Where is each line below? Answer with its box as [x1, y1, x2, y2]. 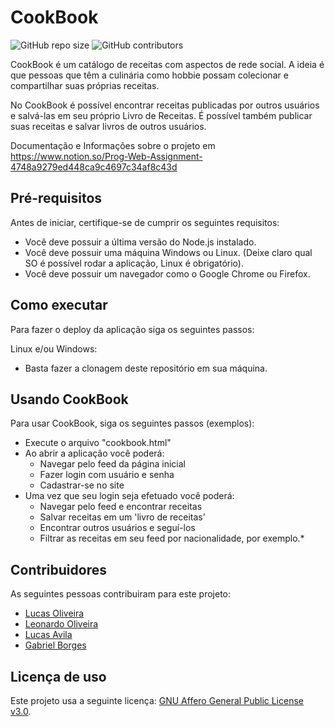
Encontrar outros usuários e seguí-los [39, 522, 196, 534]
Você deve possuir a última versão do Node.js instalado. [24, 236, 257, 248]
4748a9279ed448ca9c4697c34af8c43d [10, 161, 178, 173]
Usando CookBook [10, 391, 129, 408]
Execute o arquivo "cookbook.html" [24, 437, 172, 449]
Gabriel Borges [24, 639, 87, 651]
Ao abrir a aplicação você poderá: [24, 447, 165, 460]
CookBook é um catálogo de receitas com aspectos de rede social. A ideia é [10, 58, 325, 70]
